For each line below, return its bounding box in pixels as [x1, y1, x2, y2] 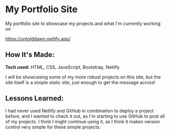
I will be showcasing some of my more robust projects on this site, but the [5, 74, 161, 80]
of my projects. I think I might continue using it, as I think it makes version [5, 118, 160, 124]
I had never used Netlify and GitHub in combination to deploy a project [5, 107, 154, 114]
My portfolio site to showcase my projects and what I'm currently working [5, 20, 161, 26]
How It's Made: [5, 50, 55, 59]
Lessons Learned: [5, 94, 64, 103]
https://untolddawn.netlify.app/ [5, 36, 71, 42]
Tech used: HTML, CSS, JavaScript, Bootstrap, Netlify [5, 64, 120, 70]
